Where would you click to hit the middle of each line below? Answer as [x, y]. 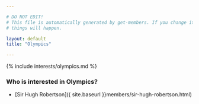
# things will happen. [34, 28]
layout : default [26, 39]
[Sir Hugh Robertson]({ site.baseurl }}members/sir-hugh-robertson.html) [103, 94]
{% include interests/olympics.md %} [52, 67]
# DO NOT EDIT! [25, 17]
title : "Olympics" [29, 44]
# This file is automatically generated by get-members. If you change [96, 22]
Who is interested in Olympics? [52, 82]
